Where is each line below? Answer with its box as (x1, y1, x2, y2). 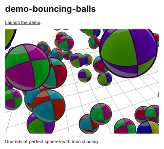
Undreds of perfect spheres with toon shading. (5, 138, 99, 144)
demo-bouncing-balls (5, 3, 96, 15)
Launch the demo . (5, 19, 41, 25)
